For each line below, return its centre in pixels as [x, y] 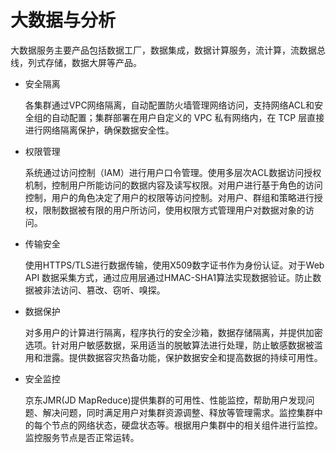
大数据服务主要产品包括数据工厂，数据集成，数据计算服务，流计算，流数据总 [168, 50]
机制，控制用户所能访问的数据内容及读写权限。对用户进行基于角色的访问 [173, 185]
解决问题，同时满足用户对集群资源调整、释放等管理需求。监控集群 [178, 412]
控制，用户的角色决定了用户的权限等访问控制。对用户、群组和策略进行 [169, 197]
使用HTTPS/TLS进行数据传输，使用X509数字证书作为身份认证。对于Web [174, 265]
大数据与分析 [63, 20]
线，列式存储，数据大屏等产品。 [76, 62]
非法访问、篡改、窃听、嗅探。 [104, 290]
